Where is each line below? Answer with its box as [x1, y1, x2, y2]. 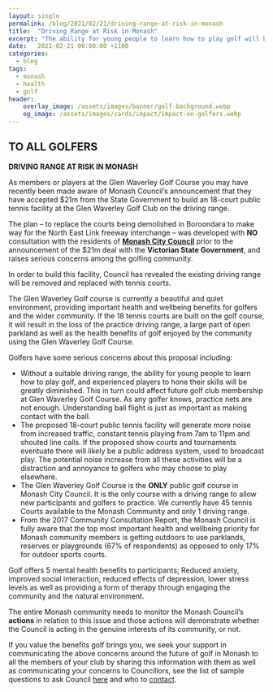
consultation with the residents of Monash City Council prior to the [8, 236, 234, 246]
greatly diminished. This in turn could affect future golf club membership [19, 385, 264, 395]
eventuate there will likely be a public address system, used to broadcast [19, 446, 264, 456]
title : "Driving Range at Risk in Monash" [8, 27, 158, 35]
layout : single [8, 11, 60, 20]
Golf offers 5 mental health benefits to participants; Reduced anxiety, [8, 565, 240, 575]
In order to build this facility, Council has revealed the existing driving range [8, 269, 262, 279]
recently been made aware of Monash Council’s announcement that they [8, 186, 252, 196]
